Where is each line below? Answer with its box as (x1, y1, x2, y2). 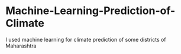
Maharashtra (5, 42, 37, 49)
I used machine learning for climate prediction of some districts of (5, 36, 166, 43)
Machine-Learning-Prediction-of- (5, 4, 176, 18)
